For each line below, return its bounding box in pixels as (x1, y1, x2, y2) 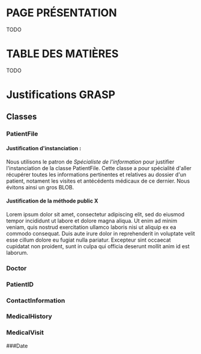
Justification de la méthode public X (6, 197, 98, 204)
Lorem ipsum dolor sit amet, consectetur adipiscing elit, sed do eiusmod (6, 210, 185, 218)
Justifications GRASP (6, 88, 116, 102)
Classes (6, 112, 37, 122)
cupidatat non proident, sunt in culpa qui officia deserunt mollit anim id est (6, 242, 190, 249)
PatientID (6, 280, 34, 288)
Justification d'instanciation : (6, 144, 82, 151)
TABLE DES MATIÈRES (6, 47, 119, 61)
